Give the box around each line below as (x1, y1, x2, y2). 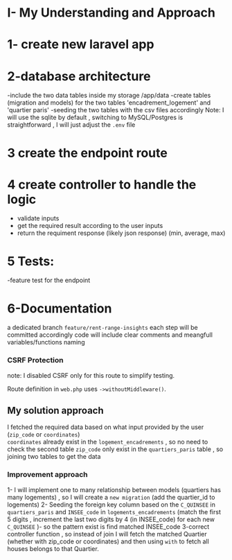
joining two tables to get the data (7, 453, 101, 461)
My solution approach (7, 405, 104, 417)
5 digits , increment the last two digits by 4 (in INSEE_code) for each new (7, 515, 215, 523)
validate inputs (17, 214, 60, 222)
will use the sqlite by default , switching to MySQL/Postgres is (7, 113, 184, 122)
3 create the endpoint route (7, 145, 168, 161)
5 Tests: (7, 253, 54, 269)
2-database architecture (7, 68, 151, 84)
